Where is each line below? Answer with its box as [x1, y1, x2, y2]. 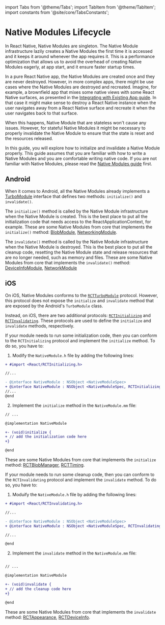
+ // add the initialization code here [5, 434, 87, 440]
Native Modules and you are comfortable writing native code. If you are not [5, 155, 157, 161]
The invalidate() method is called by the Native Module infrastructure [5, 239, 148, 245]
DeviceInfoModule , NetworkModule [5, 265, 77, 271]
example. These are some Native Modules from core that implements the [5, 224, 153, 230]
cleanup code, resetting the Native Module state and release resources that [5, 249, 158, 255]
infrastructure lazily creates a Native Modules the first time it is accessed [5, 48, 153, 54]
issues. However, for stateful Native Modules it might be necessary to [5, 125, 146, 131]
